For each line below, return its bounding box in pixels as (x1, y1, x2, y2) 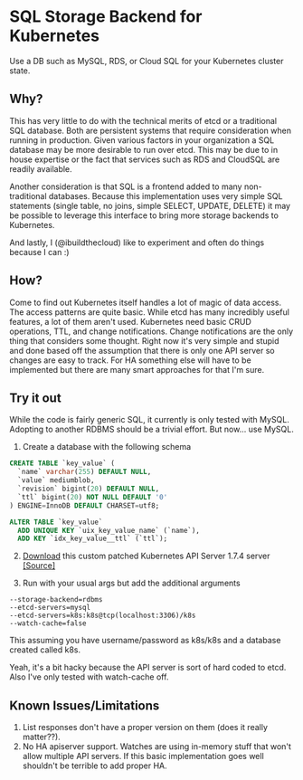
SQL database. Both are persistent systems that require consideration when (9, 125, 292, 136)
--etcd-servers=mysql (9, 604, 91, 613)
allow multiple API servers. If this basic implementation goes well (22, 751, 264, 762)
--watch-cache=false (9, 619, 88, 628)
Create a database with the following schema (22, 442, 192, 452)
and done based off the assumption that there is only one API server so (9, 345, 275, 356)
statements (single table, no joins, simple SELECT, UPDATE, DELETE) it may (9, 200, 291, 211)
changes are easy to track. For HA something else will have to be (9, 355, 251, 366)
